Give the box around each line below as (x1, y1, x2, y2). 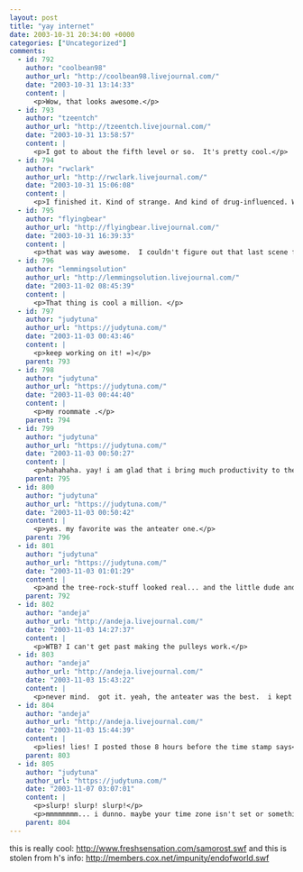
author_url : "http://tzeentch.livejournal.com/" (25, 123, 212, 132)
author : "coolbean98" (25, 64, 106, 73)
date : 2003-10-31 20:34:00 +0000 (9, 30, 135, 39)
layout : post (9, 13, 59, 23)
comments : (9, 47, 47, 56)
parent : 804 (25, 818, 70, 827)
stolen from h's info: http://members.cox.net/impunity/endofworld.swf (9, 852, 270, 863)
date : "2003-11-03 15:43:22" (25, 675, 135, 684)
